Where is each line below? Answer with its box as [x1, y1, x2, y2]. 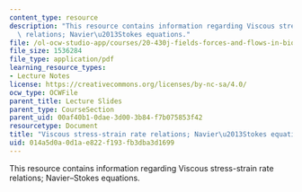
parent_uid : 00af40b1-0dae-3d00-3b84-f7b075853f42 [9, 113, 203, 122]
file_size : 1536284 [9, 47, 83, 56]
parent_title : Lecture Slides [9, 96, 123, 106]
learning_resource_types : [9, 64, 106, 73]
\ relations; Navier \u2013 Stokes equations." [17, 30, 191, 39]
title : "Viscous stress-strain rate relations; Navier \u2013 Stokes [9, 130, 268, 139]
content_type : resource [9, 13, 99, 22]
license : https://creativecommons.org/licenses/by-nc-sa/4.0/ [9, 80, 247, 89]
